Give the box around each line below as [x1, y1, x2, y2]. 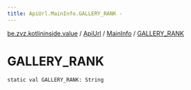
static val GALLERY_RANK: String [7, 76, 104, 83]
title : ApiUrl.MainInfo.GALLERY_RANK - [7, 10, 123, 17]
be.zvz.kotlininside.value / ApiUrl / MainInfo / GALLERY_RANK [7, 29, 184, 37]
